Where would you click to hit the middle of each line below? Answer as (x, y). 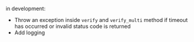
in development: (26, 9)
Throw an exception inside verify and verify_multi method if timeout (101, 20)
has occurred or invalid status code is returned (72, 26)
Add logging (30, 33)
